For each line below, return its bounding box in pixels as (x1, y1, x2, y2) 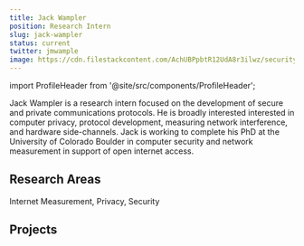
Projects (9, 222, 58, 238)
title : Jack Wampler (9, 13, 88, 23)
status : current (9, 38, 71, 48)
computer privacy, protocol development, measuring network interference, (9, 117, 288, 128)
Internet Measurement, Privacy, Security (9, 195, 160, 206)
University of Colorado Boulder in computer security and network (9, 137, 253, 147)
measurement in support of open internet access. (9, 146, 195, 156)
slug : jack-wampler (9, 30, 83, 39)
